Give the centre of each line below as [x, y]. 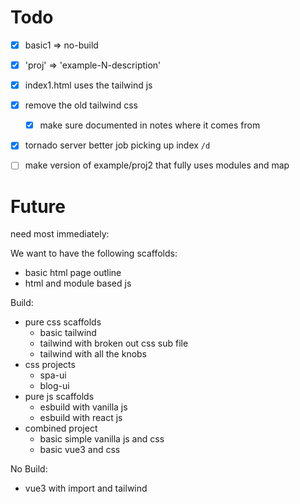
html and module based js [78, 283]
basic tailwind [68, 333]
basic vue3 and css [80, 450]
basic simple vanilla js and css [102, 439]
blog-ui [54, 386]
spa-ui [53, 375]
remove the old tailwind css [81, 105]
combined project [61, 428]
